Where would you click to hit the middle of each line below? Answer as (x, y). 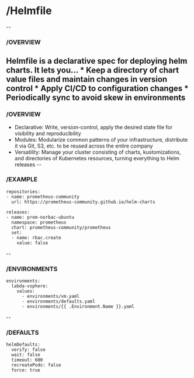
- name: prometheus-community (43, 197)
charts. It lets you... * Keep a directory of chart (93, 71)
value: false (32, 243)
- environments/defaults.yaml (58, 302)
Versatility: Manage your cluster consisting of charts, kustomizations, (98, 152)
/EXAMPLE (22, 180)
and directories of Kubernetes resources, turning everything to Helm (97, 158)
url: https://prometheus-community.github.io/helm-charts (84, 202)
